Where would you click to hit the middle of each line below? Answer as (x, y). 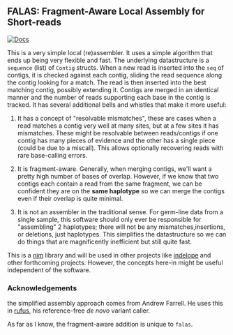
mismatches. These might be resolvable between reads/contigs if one (118, 133)
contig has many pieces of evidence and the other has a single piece (116, 140)
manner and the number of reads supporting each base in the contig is (109, 97)
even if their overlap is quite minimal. (70, 198)
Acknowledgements (42, 288)
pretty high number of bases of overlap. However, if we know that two (118, 176)
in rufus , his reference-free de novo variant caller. (79, 311)
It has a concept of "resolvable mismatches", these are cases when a (116, 118)
